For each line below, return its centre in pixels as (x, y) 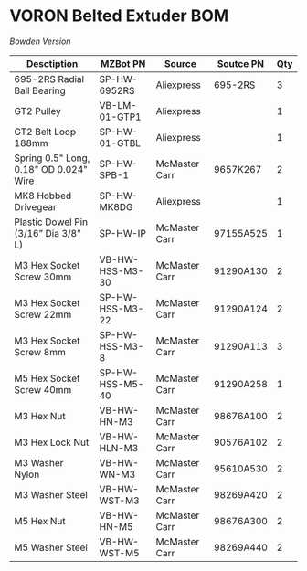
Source (180, 63)
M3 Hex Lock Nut (52, 442)
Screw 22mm (43, 314)
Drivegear (35, 206)
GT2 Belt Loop (45, 132)
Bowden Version (40, 41)
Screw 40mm (43, 389)
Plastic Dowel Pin (51, 222)
